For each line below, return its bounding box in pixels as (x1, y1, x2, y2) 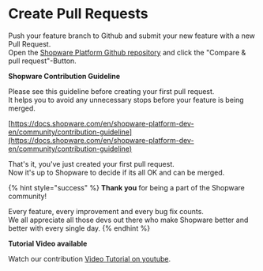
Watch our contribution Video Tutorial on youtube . (8, 254, 171, 263)
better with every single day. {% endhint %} (8, 223, 151, 233)
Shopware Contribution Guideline (8, 71, 121, 81)
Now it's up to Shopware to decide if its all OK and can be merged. (8, 167, 225, 177)
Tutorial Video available (8, 239, 88, 248)
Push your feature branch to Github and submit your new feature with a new (8, 31, 255, 40)
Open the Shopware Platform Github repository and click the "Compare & (8, 47, 246, 57)
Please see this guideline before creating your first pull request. (8, 86, 215, 96)
